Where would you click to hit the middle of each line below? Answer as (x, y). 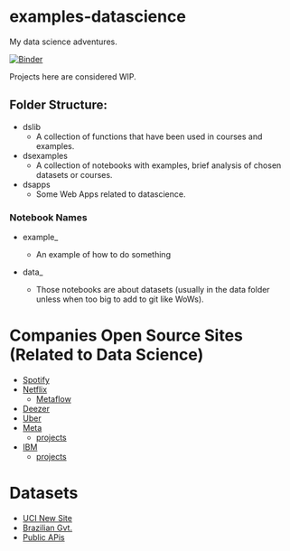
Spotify (36, 379)
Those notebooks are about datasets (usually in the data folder (153, 290)
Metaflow (54, 398)
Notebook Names (48, 217)
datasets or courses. (74, 174)
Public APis (43, 537)
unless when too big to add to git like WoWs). (120, 299)
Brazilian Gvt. (47, 528)
